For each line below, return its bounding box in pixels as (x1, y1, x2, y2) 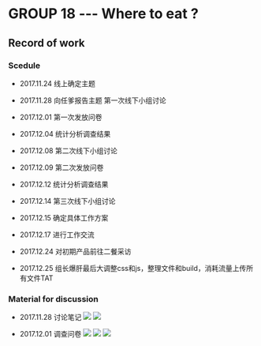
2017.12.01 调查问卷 (19, 329, 82, 339)
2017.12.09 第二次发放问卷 (19, 163, 104, 172)
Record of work (8, 36, 85, 50)
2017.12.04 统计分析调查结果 (19, 129, 111, 138)
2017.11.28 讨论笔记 (19, 313, 82, 322)
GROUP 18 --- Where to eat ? (8, 5, 199, 23)
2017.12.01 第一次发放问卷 (19, 112, 103, 122)
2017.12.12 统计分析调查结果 (19, 179, 109, 189)
